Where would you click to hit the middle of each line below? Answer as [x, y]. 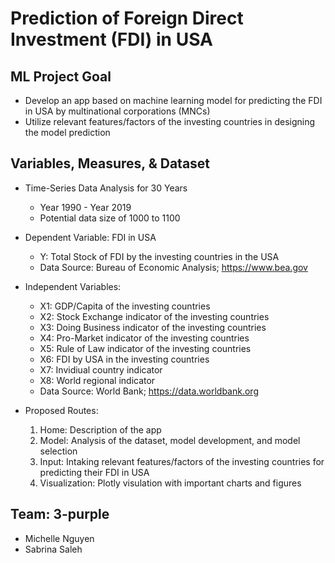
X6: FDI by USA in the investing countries [124, 359]
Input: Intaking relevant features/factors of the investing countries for [182, 461]
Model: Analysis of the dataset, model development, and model [170, 440]
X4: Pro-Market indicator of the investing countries [144, 338]
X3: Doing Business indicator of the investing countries [153, 327]
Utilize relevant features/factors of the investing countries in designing [170, 121]
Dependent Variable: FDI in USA [90, 237]
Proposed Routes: [61, 410]
